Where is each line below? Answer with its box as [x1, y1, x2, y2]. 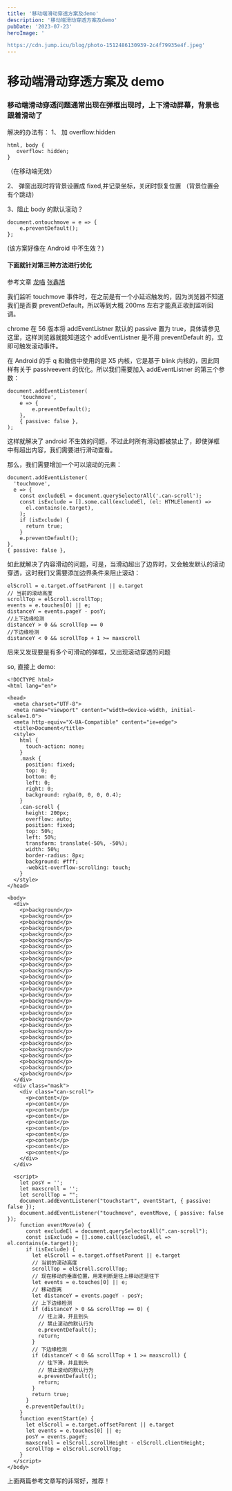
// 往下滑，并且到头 [37, 1359, 89, 1366]
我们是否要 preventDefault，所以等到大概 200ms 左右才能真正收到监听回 [7, 301, 214, 309]
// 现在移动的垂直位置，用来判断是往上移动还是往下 [32, 1272, 160, 1280]
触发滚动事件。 [19, 341, 62, 350]
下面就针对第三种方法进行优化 [7, 261, 92, 269]
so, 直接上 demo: [7, 662, 56, 670]
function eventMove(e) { [19, 1222, 91, 1229]
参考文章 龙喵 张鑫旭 [7, 278, 66, 286]
